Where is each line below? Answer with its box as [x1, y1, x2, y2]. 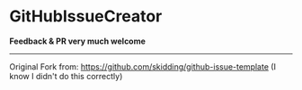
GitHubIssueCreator [9, 6, 163, 27]
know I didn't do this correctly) [9, 70, 123, 81]
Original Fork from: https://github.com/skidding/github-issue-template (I [9, 61, 277, 72]
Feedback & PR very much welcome [9, 36, 147, 46]
